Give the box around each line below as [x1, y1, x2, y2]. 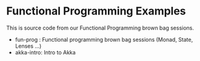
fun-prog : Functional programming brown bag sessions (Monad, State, [15, 36, 193, 43]
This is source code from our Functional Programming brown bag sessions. [6, 24, 195, 31]
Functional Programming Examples [6, 4, 186, 18]
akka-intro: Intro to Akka [15, 48, 76, 56]
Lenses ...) [15, 42, 42, 50]
